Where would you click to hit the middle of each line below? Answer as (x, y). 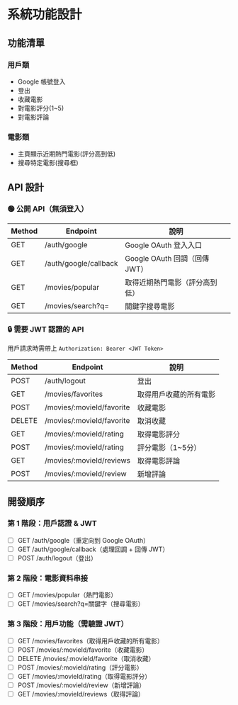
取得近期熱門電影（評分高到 (171, 282)
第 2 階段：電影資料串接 (48, 578)
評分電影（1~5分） (169, 448)
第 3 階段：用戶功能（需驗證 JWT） (68, 624)
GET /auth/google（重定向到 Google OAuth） (84, 540)
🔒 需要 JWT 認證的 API (46, 329)
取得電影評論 (159, 461)
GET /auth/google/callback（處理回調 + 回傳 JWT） (93, 549)
